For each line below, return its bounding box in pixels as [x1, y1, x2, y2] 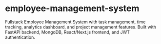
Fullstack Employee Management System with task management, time [5, 19, 146, 25]
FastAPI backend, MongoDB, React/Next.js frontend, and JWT [5, 29, 130, 35]
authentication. [5, 34, 36, 40]
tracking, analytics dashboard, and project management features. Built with [5, 24, 157, 29]
